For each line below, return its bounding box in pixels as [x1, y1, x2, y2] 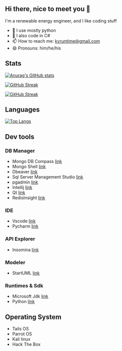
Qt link [12, 189, 25, 196]
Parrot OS [12, 331, 32, 337]
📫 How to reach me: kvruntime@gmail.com [12, 38, 100, 44]
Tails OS [12, 326, 29, 332]
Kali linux [12, 336, 31, 342]
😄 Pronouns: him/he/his [12, 45, 61, 51]
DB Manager [5, 147, 35, 154]
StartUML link [12, 270, 40, 276]
